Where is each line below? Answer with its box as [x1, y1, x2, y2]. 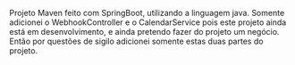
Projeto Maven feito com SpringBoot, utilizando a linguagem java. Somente [9, 8, 285, 18]
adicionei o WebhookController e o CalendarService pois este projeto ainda [9, 17, 287, 28]
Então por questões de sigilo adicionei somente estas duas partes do [9, 36, 264, 46]
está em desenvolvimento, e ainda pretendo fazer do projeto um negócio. [9, 27, 280, 37]
